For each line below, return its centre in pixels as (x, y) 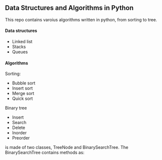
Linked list (22, 42)
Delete (19, 128)
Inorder (19, 133)
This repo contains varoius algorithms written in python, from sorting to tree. (81, 19)
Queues (20, 52)
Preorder (21, 138)
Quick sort (22, 98)
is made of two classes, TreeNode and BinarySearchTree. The (67, 147)
